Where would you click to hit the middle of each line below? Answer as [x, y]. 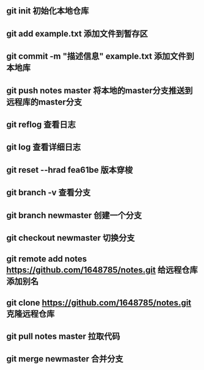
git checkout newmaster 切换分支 [71, 238]
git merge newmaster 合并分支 [65, 359]
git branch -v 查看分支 [49, 193]
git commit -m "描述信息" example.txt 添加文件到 [100, 56]
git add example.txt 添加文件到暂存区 [77, 33]
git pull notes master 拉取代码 [63, 337]
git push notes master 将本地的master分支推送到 [100, 90]
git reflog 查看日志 [41, 124]
